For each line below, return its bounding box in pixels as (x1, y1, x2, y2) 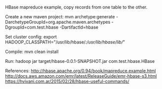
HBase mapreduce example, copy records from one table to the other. (5, 4, 148, 10)
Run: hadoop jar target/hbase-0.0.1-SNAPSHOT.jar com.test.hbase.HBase (5, 58, 155, 64)
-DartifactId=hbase (59, 24, 99, 30)
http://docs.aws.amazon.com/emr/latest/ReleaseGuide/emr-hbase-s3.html (5, 73, 157, 79)
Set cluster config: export (5, 34, 57, 40)
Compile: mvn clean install (5, 49, 59, 54)
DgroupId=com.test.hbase (5, 24, 59, 30)
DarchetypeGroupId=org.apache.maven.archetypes (5, 19, 111, 25)
